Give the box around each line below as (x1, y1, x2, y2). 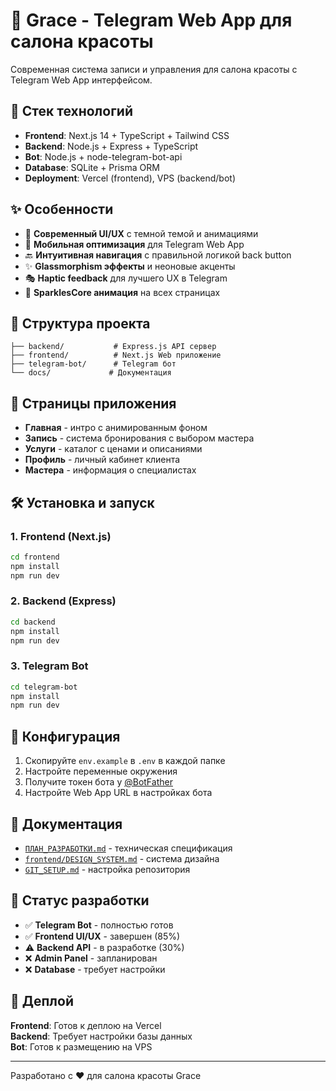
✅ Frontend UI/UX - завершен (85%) (24, 930, 181, 942)
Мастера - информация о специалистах (24, 464, 197, 476)
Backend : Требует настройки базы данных (10, 1030, 193, 1042)
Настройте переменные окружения (24, 765, 178, 778)
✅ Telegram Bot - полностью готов (24, 919, 174, 931)
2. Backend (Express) (10, 594, 117, 608)
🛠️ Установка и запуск (10, 494, 155, 511)
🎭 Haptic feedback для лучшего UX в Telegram (24, 272, 228, 284)
